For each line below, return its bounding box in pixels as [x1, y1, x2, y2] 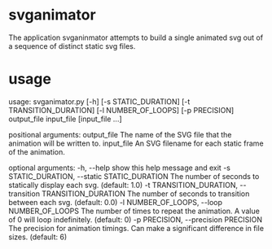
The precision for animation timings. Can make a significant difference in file [8, 223, 265, 233]
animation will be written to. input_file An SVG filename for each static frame [8, 138, 264, 148]
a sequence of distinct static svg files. [8, 41, 136, 50]
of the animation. [8, 146, 65, 156]
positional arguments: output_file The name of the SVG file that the [8, 129, 232, 139]
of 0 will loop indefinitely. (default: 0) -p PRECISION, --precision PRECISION [8, 214, 263, 225]
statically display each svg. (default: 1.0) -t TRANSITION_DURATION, [8, 180, 239, 190]
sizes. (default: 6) [8, 232, 68, 242]
